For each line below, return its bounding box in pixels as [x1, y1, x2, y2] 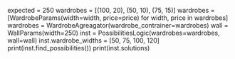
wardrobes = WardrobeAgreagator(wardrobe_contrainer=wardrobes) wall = [7, 21, 229, 29]
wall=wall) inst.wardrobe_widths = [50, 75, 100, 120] [7, 36, 160, 45]
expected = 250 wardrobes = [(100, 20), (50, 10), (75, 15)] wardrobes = [7, 6, 215, 14]
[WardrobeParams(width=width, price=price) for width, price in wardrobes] [7, 14, 229, 22]
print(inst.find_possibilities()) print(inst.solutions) [7, 44, 150, 52]
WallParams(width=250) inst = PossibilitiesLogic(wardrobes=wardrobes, [7, 28, 221, 37]
